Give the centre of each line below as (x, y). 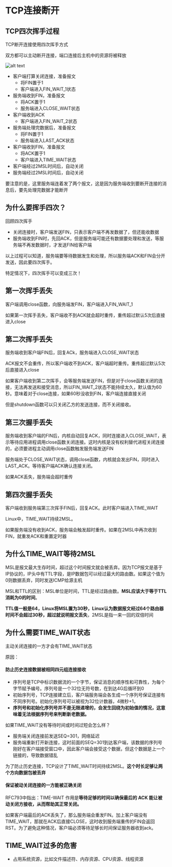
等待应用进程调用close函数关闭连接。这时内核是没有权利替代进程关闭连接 (87, 442)
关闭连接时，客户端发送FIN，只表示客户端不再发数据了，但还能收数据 (86, 232)
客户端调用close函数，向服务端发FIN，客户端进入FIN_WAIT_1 (69, 304)
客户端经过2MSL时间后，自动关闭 (48, 166)
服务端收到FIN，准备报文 (39, 95)
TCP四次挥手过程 (33, 31)
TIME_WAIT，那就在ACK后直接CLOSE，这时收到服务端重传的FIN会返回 (80, 822)
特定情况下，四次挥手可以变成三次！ (44, 273)
